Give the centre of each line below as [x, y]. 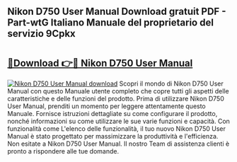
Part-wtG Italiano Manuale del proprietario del [111, 23]
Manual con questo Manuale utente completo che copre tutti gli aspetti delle [118, 91]
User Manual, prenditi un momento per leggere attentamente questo [107, 106]
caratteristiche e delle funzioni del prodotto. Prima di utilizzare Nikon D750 [116, 99]
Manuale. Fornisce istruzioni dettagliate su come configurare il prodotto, [112, 114]
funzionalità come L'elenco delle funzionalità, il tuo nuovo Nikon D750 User [117, 129]
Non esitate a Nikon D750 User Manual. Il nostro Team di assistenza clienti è [118, 144]
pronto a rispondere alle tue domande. [63, 151]
